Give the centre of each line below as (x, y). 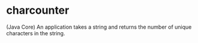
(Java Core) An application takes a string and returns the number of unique (99, 27)
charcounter (38, 10)
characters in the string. (36, 33)
